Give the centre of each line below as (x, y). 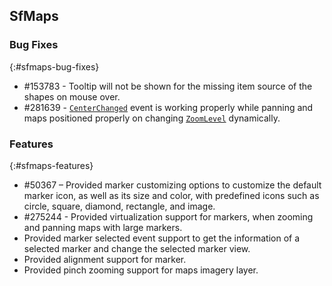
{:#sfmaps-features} (51, 165)
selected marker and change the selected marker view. (137, 248)
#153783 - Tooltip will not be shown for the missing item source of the (168, 86)
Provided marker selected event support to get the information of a (162, 238)
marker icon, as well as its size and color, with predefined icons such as (171, 195)
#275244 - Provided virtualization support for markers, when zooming (168, 216)
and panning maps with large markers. (103, 227)
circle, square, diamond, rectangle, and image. (119, 206)
